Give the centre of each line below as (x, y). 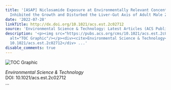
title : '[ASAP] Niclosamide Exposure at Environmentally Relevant (77, 10)
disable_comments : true (31, 48)
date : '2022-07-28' (26, 19)
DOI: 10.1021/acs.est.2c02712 (36, 77)
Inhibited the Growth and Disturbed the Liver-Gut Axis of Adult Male (86, 15)
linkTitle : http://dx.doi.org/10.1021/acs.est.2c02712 (65, 24)
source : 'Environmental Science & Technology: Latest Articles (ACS (79, 29)
